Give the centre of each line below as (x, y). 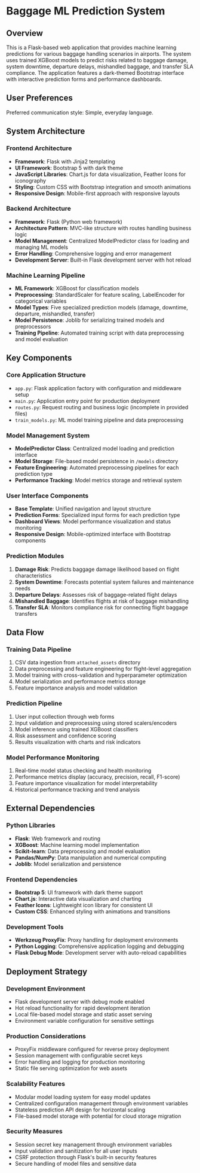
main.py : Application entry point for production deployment (87, 401)
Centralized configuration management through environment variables (101, 1103)
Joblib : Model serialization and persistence (68, 864)
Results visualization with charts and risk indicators (78, 742)
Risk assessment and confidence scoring (65, 736)
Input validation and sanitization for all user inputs (76, 1151)
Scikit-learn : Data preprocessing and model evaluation (82, 851)
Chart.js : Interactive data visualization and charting (78, 898)
